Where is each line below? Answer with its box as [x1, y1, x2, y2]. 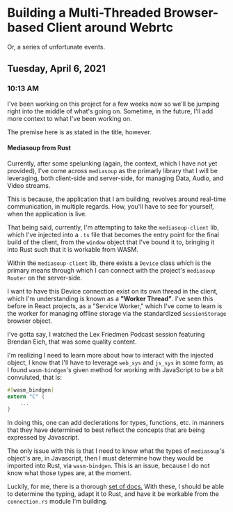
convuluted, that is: [7, 373, 63, 381]
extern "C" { [7, 393, 45, 400]
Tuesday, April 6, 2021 [7, 63, 106, 74]
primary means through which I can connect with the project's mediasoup [7, 266, 216, 274]
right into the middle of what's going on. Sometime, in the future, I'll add [7, 106, 214, 115]
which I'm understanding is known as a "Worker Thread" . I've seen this [7, 294, 214, 303]
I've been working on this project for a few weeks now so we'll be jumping [7, 99, 220, 108]
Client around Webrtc [46, 19, 174, 35]
